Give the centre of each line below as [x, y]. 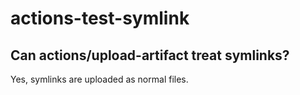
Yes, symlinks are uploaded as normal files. [99, 79]
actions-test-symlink [100, 18]
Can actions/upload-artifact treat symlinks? [150, 55]
